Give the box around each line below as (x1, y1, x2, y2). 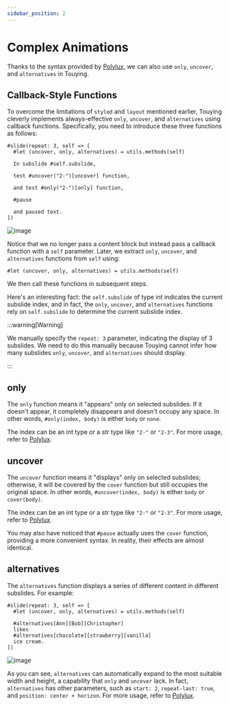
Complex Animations (7, 39, 129, 55)
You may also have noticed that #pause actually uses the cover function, (7, 529, 209, 537)
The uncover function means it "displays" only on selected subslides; (7, 474, 201, 481)
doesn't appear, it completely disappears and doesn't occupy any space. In (7, 407, 220, 415)
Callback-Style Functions (7, 89, 118, 101)
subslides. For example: (7, 589, 74, 597)
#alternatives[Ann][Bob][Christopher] (13, 620, 125, 627)
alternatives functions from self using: (7, 254, 120, 263)
